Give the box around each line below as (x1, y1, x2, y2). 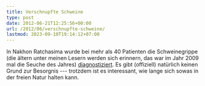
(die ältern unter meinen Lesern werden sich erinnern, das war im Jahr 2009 (6, 55, 199, 62)
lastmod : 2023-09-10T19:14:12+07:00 (6, 31, 100, 38)
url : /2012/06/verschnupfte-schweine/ (6, 25, 105, 32)
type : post (6, 15, 34, 21)
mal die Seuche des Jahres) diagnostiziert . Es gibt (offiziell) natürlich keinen (6, 61, 198, 68)
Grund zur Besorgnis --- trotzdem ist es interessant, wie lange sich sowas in (6, 67, 199, 74)
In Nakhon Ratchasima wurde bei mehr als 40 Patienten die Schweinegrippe (6, 48, 198, 55)
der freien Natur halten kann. (6, 74, 80, 81)
